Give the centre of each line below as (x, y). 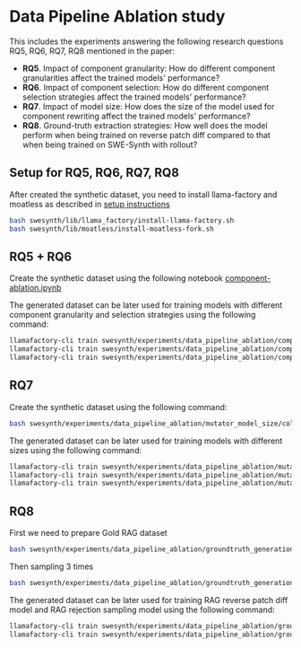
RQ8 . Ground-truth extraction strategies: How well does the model (145, 125)
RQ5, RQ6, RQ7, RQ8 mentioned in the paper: (92, 50)
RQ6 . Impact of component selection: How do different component (146, 87)
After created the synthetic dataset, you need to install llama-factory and (143, 194)
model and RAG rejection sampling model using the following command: (142, 609)
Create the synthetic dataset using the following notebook (116, 278)
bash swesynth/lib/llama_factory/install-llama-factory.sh (122, 220)
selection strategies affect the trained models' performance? (134, 97)
